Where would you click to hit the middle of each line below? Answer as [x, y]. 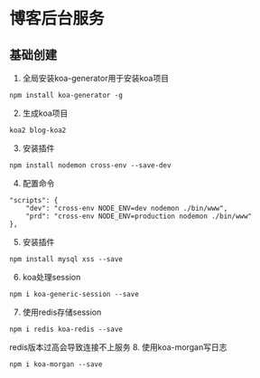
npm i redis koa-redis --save [66, 329]
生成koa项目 [45, 113]
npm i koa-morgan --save [56, 364]
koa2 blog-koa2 [38, 130]
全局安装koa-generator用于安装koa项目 [96, 78]
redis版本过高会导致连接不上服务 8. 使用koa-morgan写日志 [118, 347]
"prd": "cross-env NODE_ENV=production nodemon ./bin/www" [139, 216]
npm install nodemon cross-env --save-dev [90, 165]
